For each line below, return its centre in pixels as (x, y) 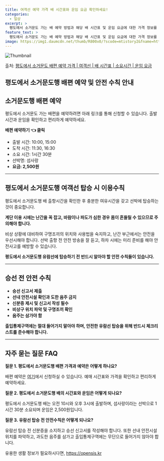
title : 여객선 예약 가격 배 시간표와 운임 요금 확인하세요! (57, 10)
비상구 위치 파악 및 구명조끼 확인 (42, 309)
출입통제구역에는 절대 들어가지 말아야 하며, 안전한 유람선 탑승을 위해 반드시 (75, 326)
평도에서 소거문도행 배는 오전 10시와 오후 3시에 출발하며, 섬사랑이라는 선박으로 (80, 404)
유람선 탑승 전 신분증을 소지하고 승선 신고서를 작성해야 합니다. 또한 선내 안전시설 (81, 431)
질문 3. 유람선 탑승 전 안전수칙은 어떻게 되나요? (49, 420)
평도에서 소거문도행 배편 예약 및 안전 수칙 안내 (70, 83)
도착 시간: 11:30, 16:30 (33, 148)
